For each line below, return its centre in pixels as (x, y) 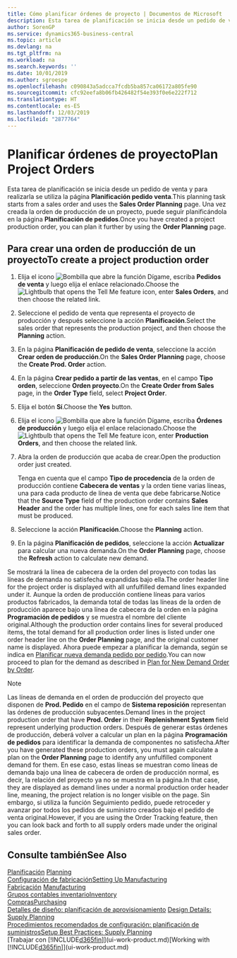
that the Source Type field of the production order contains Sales (113, 501)
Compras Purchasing (37, 902)
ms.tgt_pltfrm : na (34, 54)
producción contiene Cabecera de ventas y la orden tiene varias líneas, (122, 486)
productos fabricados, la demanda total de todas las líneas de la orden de (114, 602)
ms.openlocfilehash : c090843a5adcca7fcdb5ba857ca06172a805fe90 (102, 86)
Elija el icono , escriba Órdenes (120, 421)
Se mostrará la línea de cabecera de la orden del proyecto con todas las (112, 572)
